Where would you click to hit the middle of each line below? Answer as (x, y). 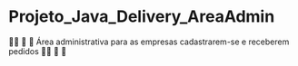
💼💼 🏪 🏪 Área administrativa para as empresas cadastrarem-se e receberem (149, 42)
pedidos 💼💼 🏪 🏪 (38, 51)
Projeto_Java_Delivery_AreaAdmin (142, 17)
